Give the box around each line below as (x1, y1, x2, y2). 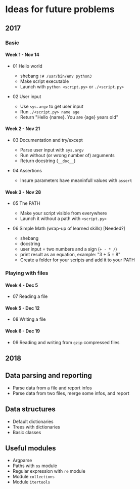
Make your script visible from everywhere (20, 210, 107, 217)
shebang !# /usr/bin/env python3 (20, 73, 92, 79)
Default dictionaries (12, 418, 54, 424)
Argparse (12, 457, 32, 464)
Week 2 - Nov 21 (5, 126, 40, 132)
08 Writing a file (12, 316, 46, 322)
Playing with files (5, 269, 49, 277)
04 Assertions (12, 167, 42, 173)
